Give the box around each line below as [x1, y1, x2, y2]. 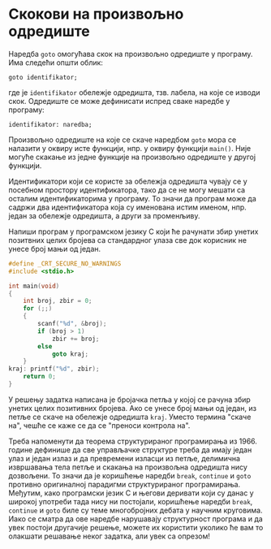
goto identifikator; [8, 73, 79, 81]
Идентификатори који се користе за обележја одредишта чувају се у [8, 176, 247, 186]
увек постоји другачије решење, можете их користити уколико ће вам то [8, 522, 264, 532]
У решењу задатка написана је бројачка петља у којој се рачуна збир [8, 395, 252, 404]
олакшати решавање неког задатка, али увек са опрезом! [8, 531, 211, 541]
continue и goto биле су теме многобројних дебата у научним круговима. [8, 505, 263, 515]
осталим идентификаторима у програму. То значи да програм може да [8, 193, 257, 203]
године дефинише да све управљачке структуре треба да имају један [8, 444, 252, 455]
